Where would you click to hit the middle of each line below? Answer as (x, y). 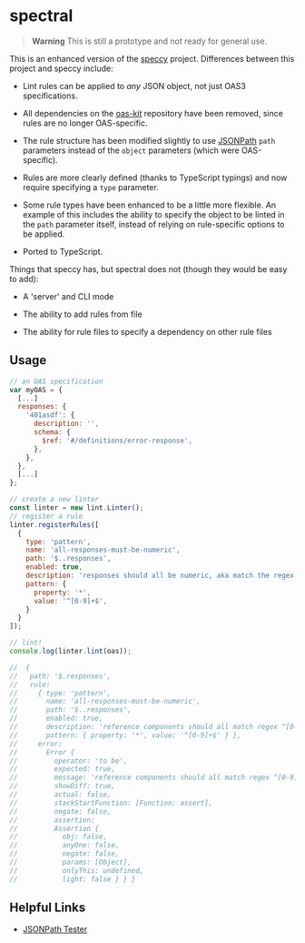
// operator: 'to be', (69, 761)
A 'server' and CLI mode (68, 296)
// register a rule (46, 516)
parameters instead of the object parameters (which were (131, 150)
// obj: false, (58, 837)
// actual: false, (60, 795)
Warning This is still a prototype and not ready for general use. (149, 41)
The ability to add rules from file (82, 314)
